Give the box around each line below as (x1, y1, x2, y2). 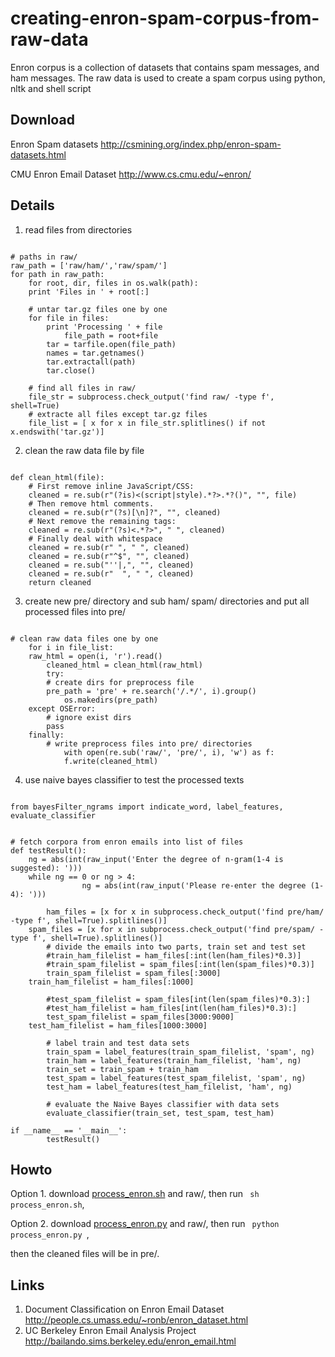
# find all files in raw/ (28, 383, 137, 393)
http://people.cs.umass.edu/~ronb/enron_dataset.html (24, 1314, 249, 1326)
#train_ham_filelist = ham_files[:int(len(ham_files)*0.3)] (46, 950, 302, 961)
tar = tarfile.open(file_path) (46, 339, 177, 349)
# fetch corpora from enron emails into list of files (10, 837, 244, 847)
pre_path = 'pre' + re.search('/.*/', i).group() (46, 686, 257, 696)
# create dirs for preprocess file (46, 677, 195, 687)
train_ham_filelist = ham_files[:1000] (28, 977, 195, 987)
